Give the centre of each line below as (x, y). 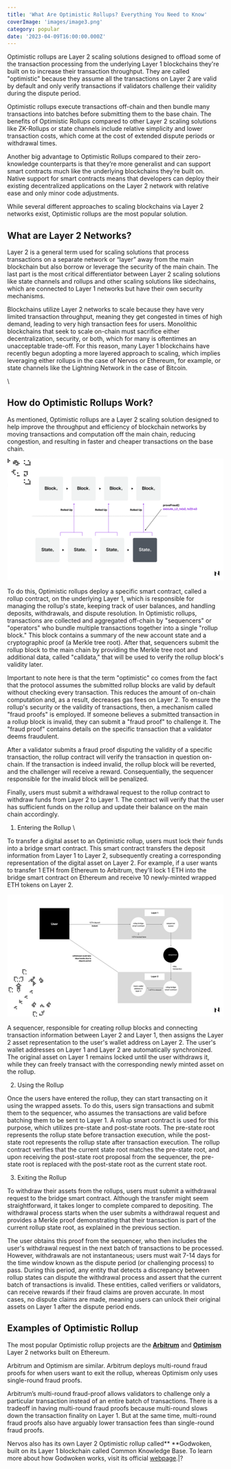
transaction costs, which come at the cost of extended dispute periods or (111, 136)
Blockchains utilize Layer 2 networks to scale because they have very (106, 309)
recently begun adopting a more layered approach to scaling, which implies (114, 353)
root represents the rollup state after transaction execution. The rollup (121, 1142)
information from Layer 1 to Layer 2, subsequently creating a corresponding (114, 856)
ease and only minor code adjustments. (63, 194)
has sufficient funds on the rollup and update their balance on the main (108, 807)
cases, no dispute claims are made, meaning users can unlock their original (114, 1299)
